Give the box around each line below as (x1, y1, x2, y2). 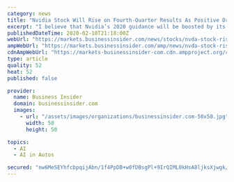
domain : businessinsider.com (13, 100, 98, 108)
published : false (7, 74, 58, 82)
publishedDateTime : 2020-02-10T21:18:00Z (7, 29, 130, 37)
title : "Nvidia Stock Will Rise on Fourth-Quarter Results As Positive (7, 17, 219, 24)
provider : (7, 88, 36, 94)
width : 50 (25, 119, 54, 126)
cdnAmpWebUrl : (7, 49, 49, 56)
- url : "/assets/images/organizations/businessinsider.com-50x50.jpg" (19, 113, 229, 120)
